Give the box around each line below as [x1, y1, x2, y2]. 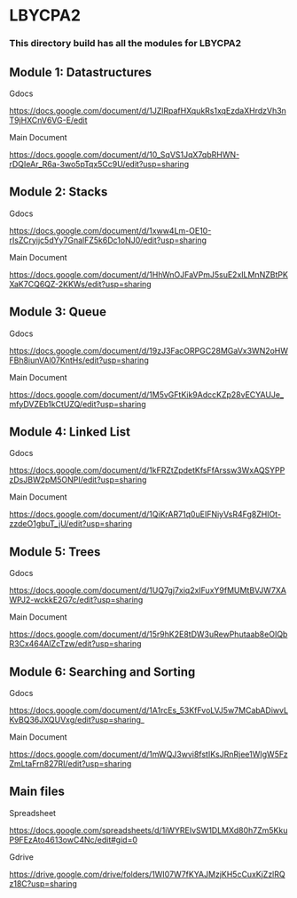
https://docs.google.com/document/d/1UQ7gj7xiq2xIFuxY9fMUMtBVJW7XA [9, 585, 286, 596]
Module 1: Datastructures [9, 64, 152, 80]
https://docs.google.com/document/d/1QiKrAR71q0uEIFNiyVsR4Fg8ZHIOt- [9, 509, 282, 520]
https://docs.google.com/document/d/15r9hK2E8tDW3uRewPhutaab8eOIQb [9, 629, 288, 640]
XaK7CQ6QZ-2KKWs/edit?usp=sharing [9, 278, 152, 289]
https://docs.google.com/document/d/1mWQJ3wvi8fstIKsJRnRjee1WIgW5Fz [9, 749, 288, 759]
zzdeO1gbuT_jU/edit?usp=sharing [9, 518, 133, 529]
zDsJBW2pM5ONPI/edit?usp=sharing [9, 475, 147, 485]
